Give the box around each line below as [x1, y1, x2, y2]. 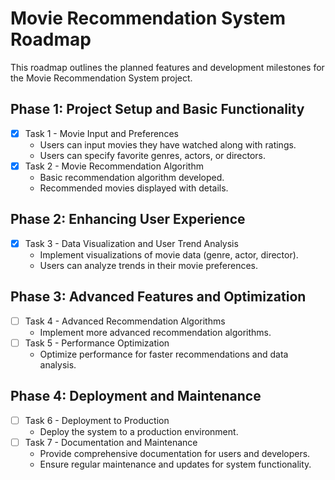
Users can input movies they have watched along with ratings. [39, 138, 297, 151]
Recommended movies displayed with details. [39, 182, 229, 194]
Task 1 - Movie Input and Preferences [24, 127, 179, 139]
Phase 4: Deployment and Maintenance [10, 388, 262, 405]
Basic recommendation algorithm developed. [39, 171, 225, 183]
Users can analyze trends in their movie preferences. [39, 259, 258, 271]
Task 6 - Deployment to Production [24, 414, 170, 426]
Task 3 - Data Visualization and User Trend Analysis [24, 237, 239, 249]
